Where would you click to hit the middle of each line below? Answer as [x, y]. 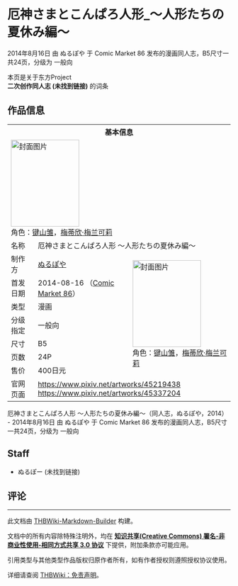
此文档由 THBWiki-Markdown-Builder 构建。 [72, 521]
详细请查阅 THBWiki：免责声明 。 [55, 575]
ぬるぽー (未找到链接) [49, 471]
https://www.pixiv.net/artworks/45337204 [109, 393]
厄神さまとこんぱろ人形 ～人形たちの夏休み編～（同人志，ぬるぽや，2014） [118, 413]
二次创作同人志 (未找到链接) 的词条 [58, 86]
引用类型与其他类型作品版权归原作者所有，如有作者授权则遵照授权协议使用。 [119, 560]
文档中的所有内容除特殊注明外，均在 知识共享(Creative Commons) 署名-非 [116, 536]
